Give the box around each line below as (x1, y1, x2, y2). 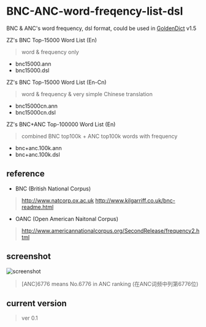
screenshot (6, 251, 51, 261)
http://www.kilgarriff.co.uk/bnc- (94, 197, 176, 204)
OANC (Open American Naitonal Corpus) (15, 215, 118, 222)
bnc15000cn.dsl (15, 108, 56, 116)
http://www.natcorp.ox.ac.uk (21, 197, 94, 204)
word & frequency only (21, 48, 80, 56)
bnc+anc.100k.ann (15, 144, 63, 151)
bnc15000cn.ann (15, 102, 58, 110)
